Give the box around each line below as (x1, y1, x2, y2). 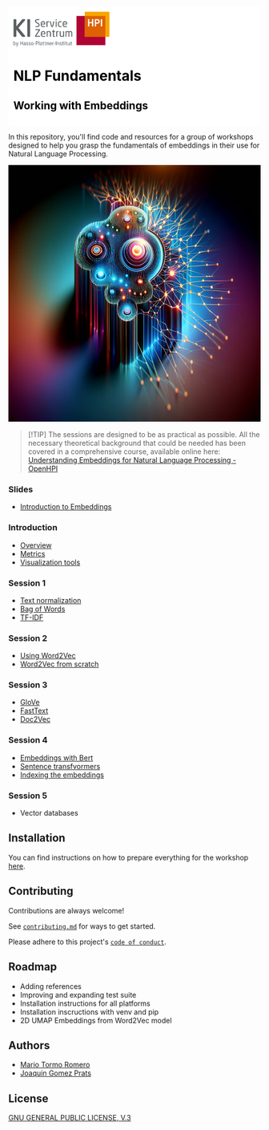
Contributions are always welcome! (8, 905, 125, 915)
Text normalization (19, 595, 82, 605)
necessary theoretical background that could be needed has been (27, 439, 247, 448)
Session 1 (8, 577, 46, 589)
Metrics (19, 549, 46, 558)
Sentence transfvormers (19, 761, 101, 771)
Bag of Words (19, 604, 66, 614)
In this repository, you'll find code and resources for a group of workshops (8, 132, 254, 141)
